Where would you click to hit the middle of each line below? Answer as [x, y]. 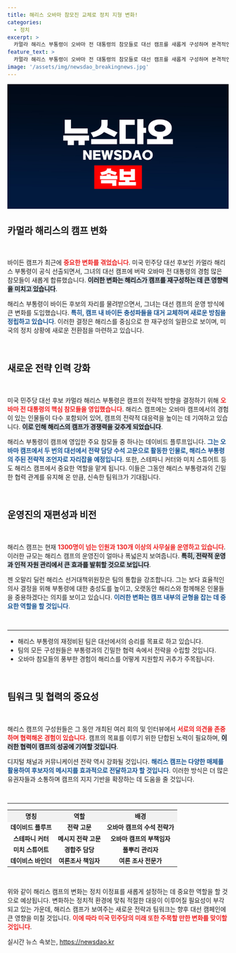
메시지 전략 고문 [79, 838]
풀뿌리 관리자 [140, 849]
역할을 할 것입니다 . [45, 605]
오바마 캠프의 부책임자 [140, 838]
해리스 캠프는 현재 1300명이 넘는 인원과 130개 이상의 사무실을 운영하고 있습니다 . [117, 547]
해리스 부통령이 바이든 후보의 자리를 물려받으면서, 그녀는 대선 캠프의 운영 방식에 [116, 304]
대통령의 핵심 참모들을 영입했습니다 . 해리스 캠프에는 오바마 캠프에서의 [122, 409]
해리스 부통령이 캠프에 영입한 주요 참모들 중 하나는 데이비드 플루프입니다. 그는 [113, 441]
